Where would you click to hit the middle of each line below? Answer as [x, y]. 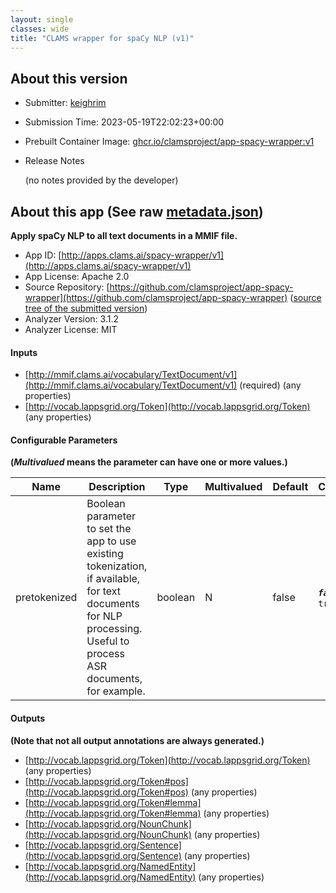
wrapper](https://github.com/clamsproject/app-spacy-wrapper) [156, 297]
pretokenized [46, 598]
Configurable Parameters [64, 440]
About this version [69, 78]
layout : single [42, 19]
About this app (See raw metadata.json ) [137, 211]
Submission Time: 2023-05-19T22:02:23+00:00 [124, 122]
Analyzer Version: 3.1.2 [72, 319]
